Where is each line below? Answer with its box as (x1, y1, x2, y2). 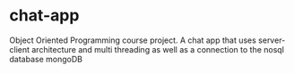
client (9, 44, 30, 54)
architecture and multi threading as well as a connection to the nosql (30, 44, 285, 54)
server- (258, 35, 286, 45)
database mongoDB (9, 53, 83, 64)
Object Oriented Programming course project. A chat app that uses (9, 35, 257, 45)
